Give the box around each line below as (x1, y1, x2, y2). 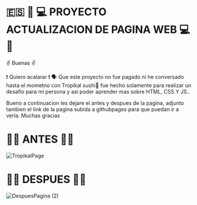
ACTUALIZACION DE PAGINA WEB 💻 (6, 23, 190, 37)
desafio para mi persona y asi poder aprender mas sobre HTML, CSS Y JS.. (6, 88, 190, 95)
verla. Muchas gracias (6, 112, 60, 119)
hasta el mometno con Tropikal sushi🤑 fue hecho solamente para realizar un (6, 81, 192, 89)
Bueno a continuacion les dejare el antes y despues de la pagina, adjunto (6, 99, 185, 107)
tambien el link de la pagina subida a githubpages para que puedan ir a (6, 105, 179, 113)
